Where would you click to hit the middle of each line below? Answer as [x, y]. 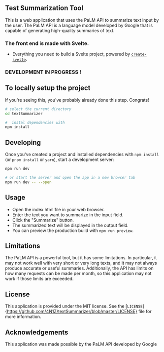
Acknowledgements [37, 332]
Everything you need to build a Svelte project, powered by [71, 54]
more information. [23, 317]
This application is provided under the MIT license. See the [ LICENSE [74, 306]
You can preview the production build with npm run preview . [73, 230]
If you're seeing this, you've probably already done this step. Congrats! [77, 100]
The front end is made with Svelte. [47, 43]
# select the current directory [38, 109]
